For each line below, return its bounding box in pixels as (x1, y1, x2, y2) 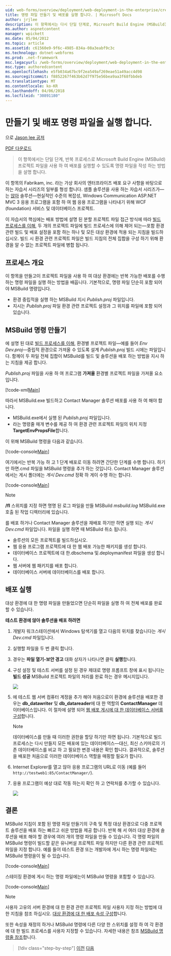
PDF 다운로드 (5, 145, 32, 151)
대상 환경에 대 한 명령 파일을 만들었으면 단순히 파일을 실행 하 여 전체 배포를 (5, 600, 153, 606)
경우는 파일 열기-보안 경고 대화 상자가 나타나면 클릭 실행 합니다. (12, 656, 137, 662)
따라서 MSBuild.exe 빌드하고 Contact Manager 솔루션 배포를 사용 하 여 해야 (5, 397, 157, 403)
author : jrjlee (5, 17, 38, 22)
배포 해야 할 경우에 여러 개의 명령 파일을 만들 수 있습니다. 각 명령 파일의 (18, 833, 160, 839)
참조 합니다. (14, 934, 37, 940)
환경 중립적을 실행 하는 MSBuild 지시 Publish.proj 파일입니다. (12, 297, 135, 303)
